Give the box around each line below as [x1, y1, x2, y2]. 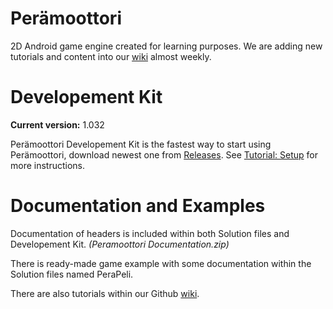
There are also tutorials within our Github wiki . [10, 287, 200, 299]
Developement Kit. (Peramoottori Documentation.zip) [10, 238, 230, 250]
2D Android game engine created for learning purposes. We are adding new [10, 40, 323, 52]
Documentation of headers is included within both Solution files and [10, 227, 290, 239]
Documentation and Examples [10, 195, 266, 217]
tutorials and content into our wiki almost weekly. [10, 50, 212, 62]
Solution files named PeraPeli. [10, 268, 134, 280]
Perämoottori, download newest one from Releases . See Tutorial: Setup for [10, 148, 318, 161]
